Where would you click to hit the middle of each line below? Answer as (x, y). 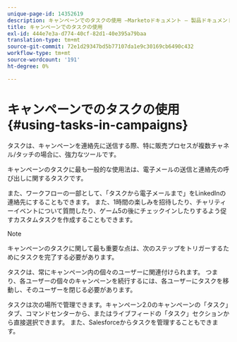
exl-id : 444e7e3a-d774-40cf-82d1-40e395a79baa (77, 33)
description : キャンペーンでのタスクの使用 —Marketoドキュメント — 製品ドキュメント (120, 20)
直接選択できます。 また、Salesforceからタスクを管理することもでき (113, 322)
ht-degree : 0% (28, 66)
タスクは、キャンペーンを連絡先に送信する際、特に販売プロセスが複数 (109, 145)
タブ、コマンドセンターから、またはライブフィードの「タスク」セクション (115, 313)
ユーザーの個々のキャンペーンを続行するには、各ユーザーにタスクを (124, 281)
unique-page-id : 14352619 (45, 14)
